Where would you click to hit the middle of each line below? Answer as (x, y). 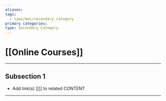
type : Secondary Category (32, 28)
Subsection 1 (25, 77)
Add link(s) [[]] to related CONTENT (49, 88)
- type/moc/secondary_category (42, 19)
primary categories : (26, 23)
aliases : (14, 10)
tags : (11, 14)
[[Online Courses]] (44, 52)
